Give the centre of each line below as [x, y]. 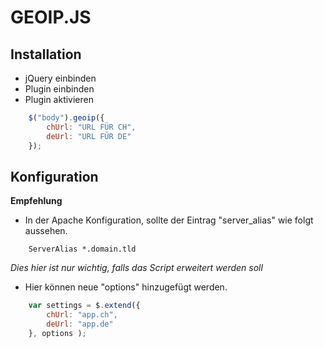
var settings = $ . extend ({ [84, 306]
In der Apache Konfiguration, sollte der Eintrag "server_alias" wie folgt [169, 220]
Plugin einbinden [59, 89]
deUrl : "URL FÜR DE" [89, 136]
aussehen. [46, 231]
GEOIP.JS [51, 17]
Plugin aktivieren [59, 99]
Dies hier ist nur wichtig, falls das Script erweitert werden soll [136, 268]
